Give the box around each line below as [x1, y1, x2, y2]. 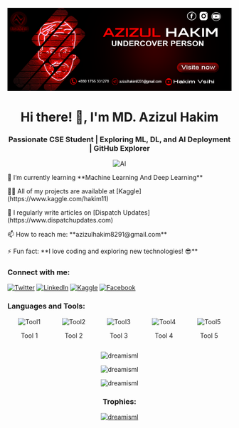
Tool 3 [110, 331, 128, 340]
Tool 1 [21, 331, 38, 340]
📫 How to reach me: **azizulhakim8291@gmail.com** [7, 230, 167, 239]
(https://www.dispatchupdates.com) [7, 216, 114, 225]
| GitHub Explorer [88, 143, 151, 153]
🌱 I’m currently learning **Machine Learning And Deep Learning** [7, 173, 203, 182]
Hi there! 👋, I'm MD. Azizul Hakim [20, 109, 219, 125]
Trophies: [102, 396, 137, 406]
